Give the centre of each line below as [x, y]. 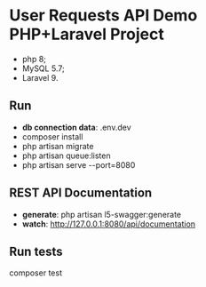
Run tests [36, 251]
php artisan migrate [58, 146]
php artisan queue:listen [66, 155]
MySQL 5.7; [43, 68]
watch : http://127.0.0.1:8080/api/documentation [109, 224]
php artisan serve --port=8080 [79, 164]
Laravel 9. [40, 77]
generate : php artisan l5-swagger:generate [102, 214]
